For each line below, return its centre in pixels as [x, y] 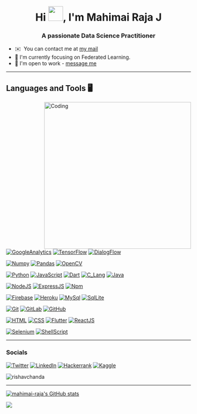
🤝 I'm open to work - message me [55, 63]
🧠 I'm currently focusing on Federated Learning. [72, 57]
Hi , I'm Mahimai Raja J [98, 17]
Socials [17, 352]
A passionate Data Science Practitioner [98, 36]
